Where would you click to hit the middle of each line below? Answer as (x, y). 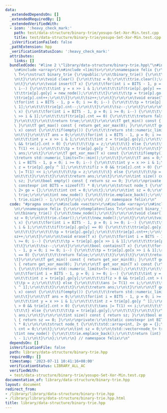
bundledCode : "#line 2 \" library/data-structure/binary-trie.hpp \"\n (83, 65)
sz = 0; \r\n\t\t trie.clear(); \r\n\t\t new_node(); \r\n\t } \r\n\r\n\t (85, 218)
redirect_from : (21, 389)
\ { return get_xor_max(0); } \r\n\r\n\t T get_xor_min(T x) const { (85, 264)
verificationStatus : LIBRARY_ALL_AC (47, 366)
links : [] (24, 61)
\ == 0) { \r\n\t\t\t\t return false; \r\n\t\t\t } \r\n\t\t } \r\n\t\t (83, 255)
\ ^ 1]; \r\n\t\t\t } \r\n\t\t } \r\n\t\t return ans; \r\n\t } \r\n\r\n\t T (85, 287)
